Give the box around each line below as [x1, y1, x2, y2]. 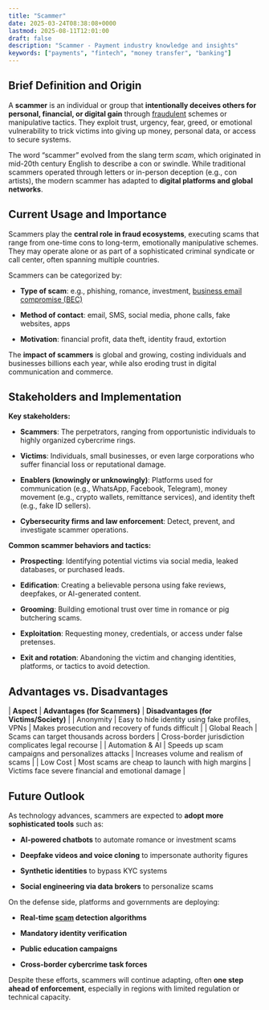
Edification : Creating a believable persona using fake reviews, [19, 580, 226, 590]
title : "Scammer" [8, 11, 67, 20]
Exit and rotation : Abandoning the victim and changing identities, [19, 653, 237, 662]
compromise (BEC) [19, 295, 83, 304]
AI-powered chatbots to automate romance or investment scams [19, 835, 237, 845]
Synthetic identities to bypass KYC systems [19, 866, 168, 876]
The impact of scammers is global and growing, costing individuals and [8, 349, 247, 359]
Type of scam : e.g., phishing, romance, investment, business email [19, 286, 243, 295]
